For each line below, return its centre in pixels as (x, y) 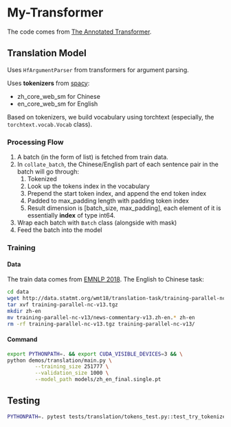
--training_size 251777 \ (72, 367)
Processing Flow (35, 142)
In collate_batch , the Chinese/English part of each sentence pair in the (118, 164)
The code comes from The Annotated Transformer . (79, 32)
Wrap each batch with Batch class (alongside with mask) (97, 223)
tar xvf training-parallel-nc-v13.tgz (63, 304)
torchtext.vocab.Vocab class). (50, 124)
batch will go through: (48, 172)
